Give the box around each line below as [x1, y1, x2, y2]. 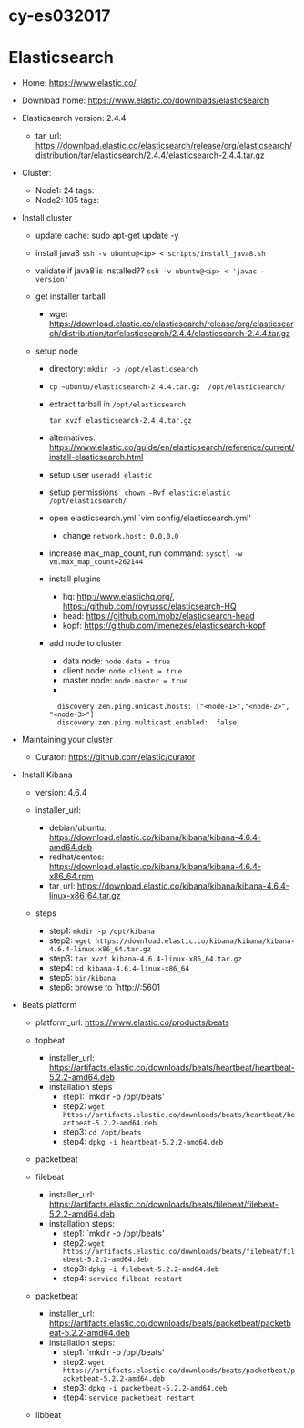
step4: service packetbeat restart [62, 1392, 195, 1403]
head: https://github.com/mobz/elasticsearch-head [62, 611, 256, 622]
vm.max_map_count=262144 [48, 558, 144, 567]
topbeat [35, 1035, 66, 1046]
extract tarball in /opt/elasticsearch [48, 398, 187, 410]
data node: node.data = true [62, 655, 170, 666]
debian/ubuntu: [48, 822, 106, 834]
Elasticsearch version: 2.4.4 [21, 113, 127, 124]
